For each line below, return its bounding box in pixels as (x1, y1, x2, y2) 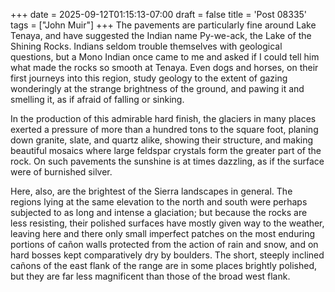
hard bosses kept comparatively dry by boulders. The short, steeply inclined (10, 249, 325, 261)
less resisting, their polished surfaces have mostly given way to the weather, (10, 217, 325, 229)
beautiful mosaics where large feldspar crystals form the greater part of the (10, 145, 322, 156)
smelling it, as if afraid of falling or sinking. (10, 94, 185, 105)
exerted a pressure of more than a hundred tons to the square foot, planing (10, 124, 319, 135)
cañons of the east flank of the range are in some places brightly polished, (10, 260, 318, 271)
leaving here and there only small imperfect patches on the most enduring (10, 228, 316, 239)
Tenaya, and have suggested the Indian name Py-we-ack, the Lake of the (10, 30, 312, 41)
